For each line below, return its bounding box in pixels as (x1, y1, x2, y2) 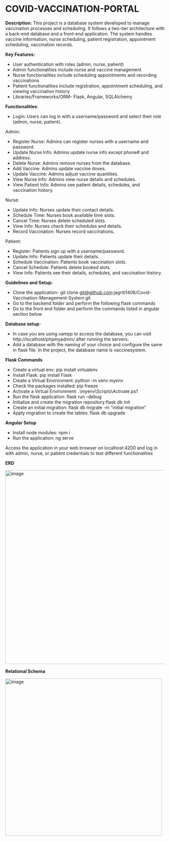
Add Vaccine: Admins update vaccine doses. (12, 165, 106, 171)
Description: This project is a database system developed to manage (5, 20, 150, 26)
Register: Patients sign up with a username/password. (12, 248, 125, 254)
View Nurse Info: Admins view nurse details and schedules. (12, 176, 137, 182)
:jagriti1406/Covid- (112, 289, 152, 295)
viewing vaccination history (12, 88, 70, 94)
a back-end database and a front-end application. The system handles (5, 31, 153, 37)
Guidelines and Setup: (5, 279, 53, 285)
